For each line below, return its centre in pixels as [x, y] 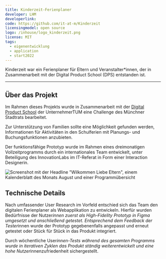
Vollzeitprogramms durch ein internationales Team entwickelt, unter [74, 152]
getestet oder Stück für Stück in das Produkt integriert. [61, 231]
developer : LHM [21, 14]
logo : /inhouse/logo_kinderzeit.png [43, 33]
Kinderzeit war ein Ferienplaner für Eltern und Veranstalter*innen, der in [78, 70]
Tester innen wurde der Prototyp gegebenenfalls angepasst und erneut [77, 226]
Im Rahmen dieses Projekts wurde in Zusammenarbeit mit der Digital [75, 107]
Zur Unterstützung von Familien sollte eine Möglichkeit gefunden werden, [80, 127]
